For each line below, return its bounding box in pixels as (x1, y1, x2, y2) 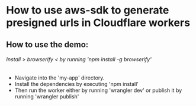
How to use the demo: (6, 39, 89, 49)
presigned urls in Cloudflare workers (6, 16, 191, 29)
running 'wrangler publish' (14, 92, 79, 100)
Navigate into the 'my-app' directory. (14, 74, 105, 81)
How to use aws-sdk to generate (6, 4, 169, 17)
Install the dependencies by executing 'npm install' (14, 80, 139, 87)
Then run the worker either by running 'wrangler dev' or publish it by (14, 87, 182, 94)
